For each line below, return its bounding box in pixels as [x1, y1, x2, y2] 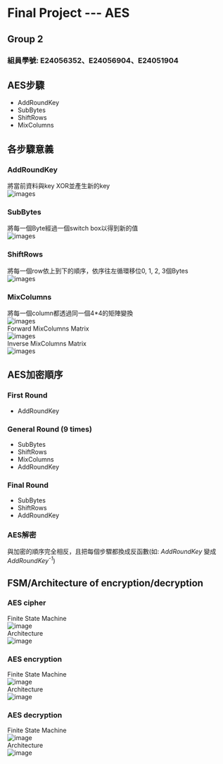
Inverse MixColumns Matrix [7, 339, 87, 347]
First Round [7, 390, 48, 400]
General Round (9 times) [7, 424, 93, 434]
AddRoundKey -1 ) [7, 555, 56, 565]
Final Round [7, 480, 49, 490]
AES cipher [7, 598, 46, 608]
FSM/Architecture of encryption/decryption [7, 577, 204, 589]
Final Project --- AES [7, 5, 130, 21]
